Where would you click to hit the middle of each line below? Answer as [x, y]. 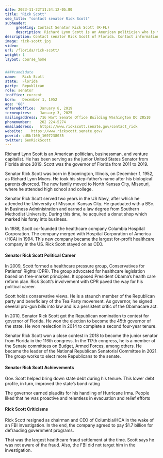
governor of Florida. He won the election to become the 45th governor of [78, 321]
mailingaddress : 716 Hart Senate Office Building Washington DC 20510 [78, 118]
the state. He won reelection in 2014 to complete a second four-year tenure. [81, 326]
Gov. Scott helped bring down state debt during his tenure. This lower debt [80, 378]
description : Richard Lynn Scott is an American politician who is [85, 32]
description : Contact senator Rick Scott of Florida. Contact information [82, 37]
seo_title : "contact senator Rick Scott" [48, 18]
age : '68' [15, 104]
